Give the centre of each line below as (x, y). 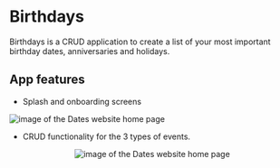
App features (48, 80)
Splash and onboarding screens (82, 101)
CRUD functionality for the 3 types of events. (106, 136)
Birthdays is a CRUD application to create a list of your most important (140, 42)
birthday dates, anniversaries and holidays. (90, 51)
